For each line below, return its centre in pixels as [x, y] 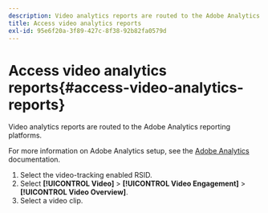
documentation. [35, 160]
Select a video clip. [51, 201]
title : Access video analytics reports [75, 23]
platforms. [25, 135]
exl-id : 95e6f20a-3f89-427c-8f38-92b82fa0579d [87, 31]
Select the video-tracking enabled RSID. [86, 175]
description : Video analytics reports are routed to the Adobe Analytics [134, 16]
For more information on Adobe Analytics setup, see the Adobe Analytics [129, 151]
